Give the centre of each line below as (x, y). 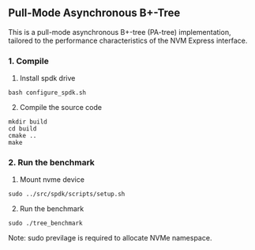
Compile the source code (61, 108)
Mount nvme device (52, 180)
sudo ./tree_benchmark (45, 223)
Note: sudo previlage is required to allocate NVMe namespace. (110, 238)
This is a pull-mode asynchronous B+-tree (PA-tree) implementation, (120, 32)
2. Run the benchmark (51, 163)
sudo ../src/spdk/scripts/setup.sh (67, 194)
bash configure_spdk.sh (47, 93)
